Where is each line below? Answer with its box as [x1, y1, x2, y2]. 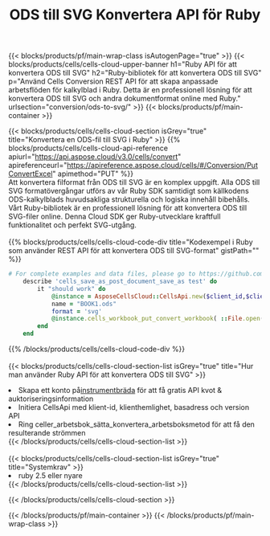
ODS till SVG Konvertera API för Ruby [9, 6, 261, 24]
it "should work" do [37, 284, 106, 293]
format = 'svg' [51, 307, 103, 315]
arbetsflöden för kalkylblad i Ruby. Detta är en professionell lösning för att [8, 85, 253, 95]
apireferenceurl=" [8, 161, 67, 170]
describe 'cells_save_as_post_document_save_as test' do [22, 277, 218, 286]
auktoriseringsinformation [8, 394, 94, 403]
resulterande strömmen [8, 428, 86, 438]
